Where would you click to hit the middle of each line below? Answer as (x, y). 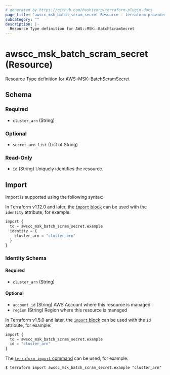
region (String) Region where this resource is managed (70, 310)
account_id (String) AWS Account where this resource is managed (81, 304)
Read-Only (19, 158)
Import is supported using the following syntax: (54, 197)
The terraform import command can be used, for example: (67, 358)
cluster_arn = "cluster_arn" (45, 236)
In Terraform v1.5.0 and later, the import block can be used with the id (78, 320)
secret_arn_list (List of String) (45, 145)
